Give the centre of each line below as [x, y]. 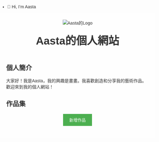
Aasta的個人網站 [78, 41]
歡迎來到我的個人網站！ [30, 87]
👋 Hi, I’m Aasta [22, 7]
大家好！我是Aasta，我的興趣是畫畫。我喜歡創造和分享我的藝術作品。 [76, 81]
